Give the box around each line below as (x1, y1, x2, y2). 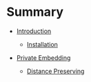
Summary (6, 4, 63, 20)
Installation (26, 40, 58, 48)
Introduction (16, 27, 52, 35)
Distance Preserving (26, 67, 85, 75)
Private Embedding (16, 53, 71, 62)
